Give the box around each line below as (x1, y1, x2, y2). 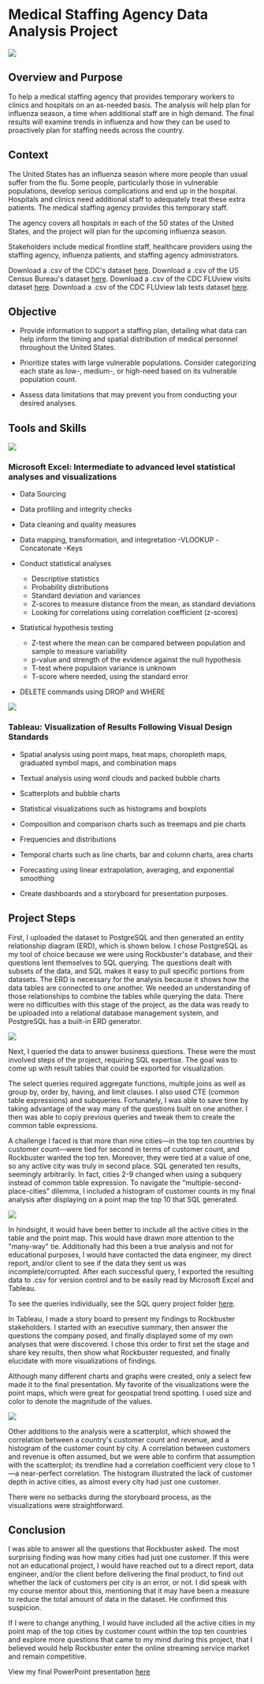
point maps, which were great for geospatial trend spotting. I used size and (8, 1388, 252, 1397)
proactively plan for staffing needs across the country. (8, 125, 185, 135)
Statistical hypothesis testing (19, 623, 113, 632)
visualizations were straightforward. (8, 1500, 125, 1510)
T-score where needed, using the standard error (31, 672, 189, 681)
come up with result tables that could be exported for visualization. (8, 1063, 225, 1073)
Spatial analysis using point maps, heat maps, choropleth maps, (19, 749, 227, 759)
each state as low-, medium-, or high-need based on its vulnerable (19, 366, 237, 376)
